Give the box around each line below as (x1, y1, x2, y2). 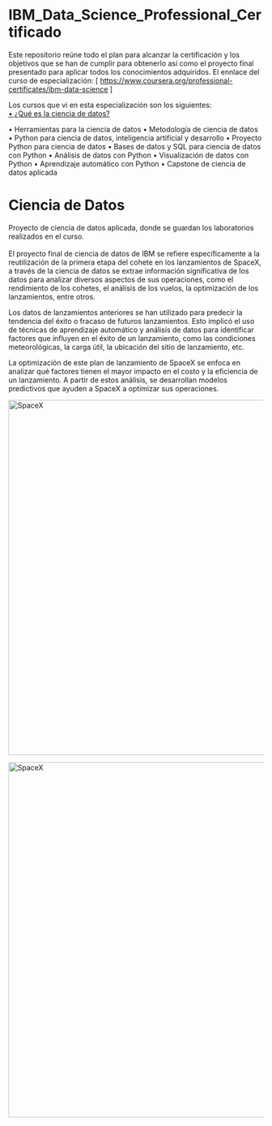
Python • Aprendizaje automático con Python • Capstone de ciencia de (8, 158, 247, 168)
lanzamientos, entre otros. (8, 291, 96, 301)
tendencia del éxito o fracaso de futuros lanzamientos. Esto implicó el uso (8, 316, 255, 326)
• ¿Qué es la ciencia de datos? (8, 108, 111, 119)
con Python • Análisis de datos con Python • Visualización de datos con (8, 150, 249, 160)
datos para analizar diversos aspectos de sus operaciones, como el (8, 274, 234, 284)
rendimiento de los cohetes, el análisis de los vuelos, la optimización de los (8, 283, 259, 293)
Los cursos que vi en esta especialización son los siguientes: (8, 100, 212, 110)
